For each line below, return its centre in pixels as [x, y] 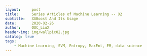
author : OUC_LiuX [27, 28]
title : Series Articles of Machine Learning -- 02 [64, 14]
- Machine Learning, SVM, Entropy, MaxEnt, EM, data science [78, 46]
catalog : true [20, 37]
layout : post [23, 9]
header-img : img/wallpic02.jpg [37, 32]
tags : [11, 41]
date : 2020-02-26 [30, 23]
